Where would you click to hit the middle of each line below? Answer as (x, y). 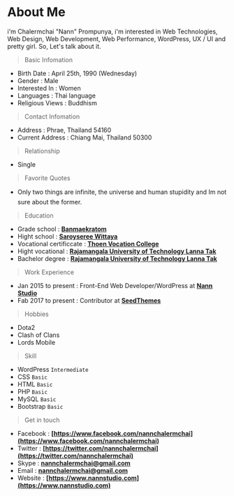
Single (27, 164)
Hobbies (36, 314)
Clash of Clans (38, 335)
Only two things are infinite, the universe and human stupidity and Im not (122, 192)
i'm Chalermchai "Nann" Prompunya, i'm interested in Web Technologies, (112, 31)
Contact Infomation (52, 117)
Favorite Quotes (47, 178)
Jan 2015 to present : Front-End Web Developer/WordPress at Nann (115, 285)
